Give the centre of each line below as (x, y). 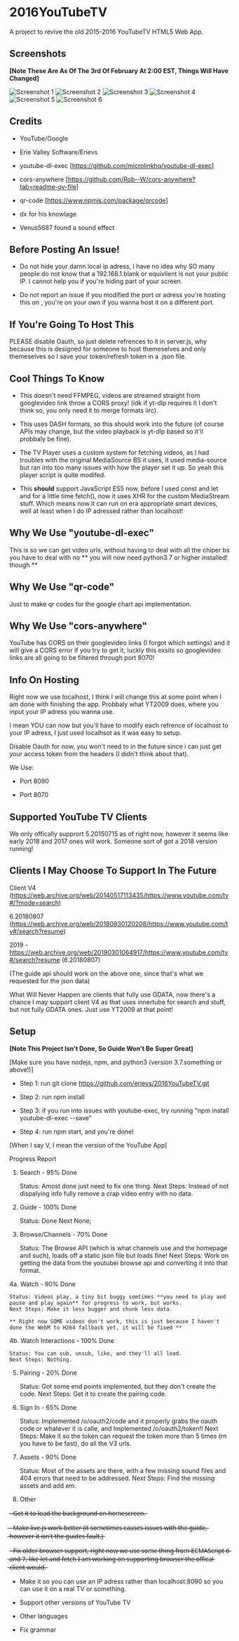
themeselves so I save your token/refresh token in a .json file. (98, 356)
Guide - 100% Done (48, 1207)
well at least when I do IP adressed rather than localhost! (101, 511)
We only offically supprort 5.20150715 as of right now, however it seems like (119, 834)
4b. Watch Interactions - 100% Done (62, 1340)
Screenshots (38, 54)
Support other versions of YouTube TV (75, 1602)
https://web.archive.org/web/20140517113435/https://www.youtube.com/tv (120, 895)
